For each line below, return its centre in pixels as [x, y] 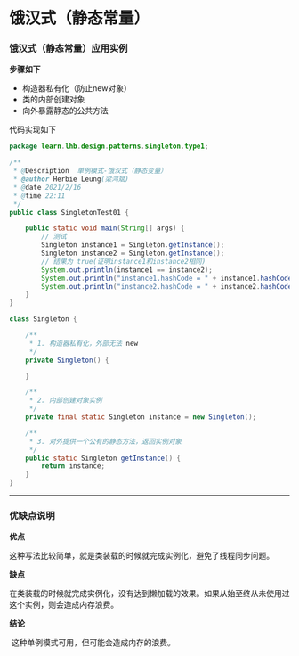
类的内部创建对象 [53, 100]
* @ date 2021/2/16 [47, 187]
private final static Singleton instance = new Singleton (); [141, 417]
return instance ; [73, 466]
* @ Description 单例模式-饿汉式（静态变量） [90, 171]
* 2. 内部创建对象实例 [65, 401]
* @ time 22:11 [39, 196]
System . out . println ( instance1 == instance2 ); [127, 270]
